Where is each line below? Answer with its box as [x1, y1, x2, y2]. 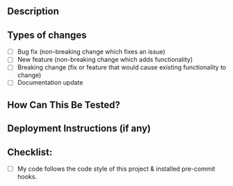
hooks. [17, 173, 37, 181]
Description [7, 6, 59, 17]
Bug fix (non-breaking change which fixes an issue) [17, 48, 166, 56]
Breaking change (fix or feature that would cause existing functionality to [17, 63, 227, 71]
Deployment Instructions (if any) [7, 123, 152, 135]
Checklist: [7, 146, 53, 158]
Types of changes [7, 29, 87, 41]
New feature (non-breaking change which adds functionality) [17, 56, 193, 64]
